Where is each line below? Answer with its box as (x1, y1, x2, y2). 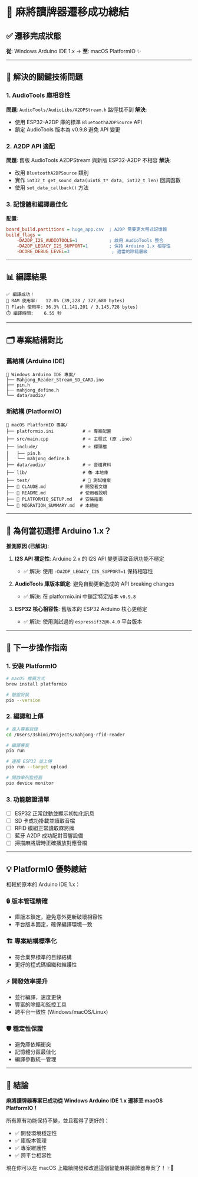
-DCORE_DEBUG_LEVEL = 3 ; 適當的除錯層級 (16, 248, 148, 254)
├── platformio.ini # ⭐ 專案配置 (6, 428, 112, 435)
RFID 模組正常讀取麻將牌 (14, 824, 75, 832)
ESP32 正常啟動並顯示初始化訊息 (14, 810, 95, 817)
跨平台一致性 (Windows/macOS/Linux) (14, 1008, 108, 1016)
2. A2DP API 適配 (6, 142, 55, 150)
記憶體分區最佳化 (14, 1048, 57, 1056)
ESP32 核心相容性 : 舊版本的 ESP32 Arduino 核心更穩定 (14, 606, 147, 613)
